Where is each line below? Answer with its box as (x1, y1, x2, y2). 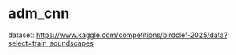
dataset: (8, 30, 35, 40)
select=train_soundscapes (8, 38, 94, 47)
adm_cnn (8, 5, 70, 22)
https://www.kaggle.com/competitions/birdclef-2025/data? (36, 30, 228, 40)
